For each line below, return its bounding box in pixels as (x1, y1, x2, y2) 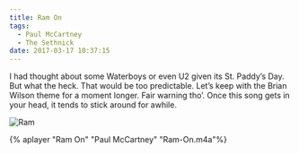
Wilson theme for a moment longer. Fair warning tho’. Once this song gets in (9, 90, 290, 101)
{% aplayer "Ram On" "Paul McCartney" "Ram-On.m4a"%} (9, 134, 227, 145)
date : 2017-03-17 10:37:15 (9, 47, 110, 56)
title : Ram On (9, 13, 63, 22)
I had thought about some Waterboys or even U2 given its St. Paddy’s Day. (9, 71, 285, 81)
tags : (9, 21, 30, 30)
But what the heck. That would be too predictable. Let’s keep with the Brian (9, 81, 287, 91)
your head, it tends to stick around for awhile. (9, 99, 178, 110)
